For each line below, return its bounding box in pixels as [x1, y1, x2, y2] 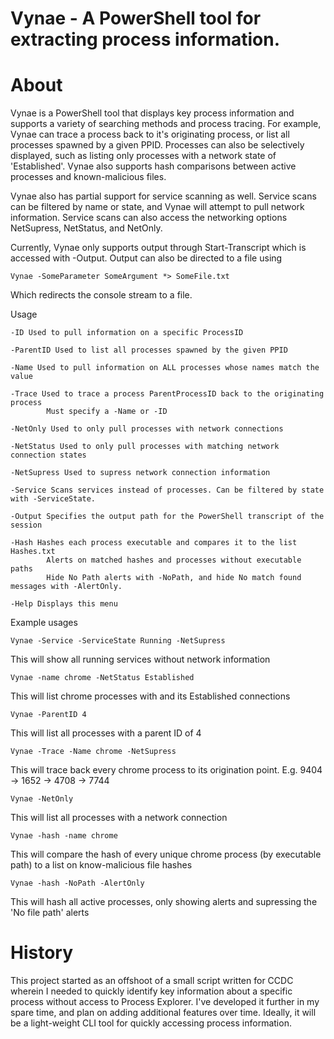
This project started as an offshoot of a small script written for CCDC [10, 975, 294, 987]
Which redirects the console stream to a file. [10, 289, 193, 301]
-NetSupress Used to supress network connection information [10, 468, 271, 478]
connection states [10, 450, 87, 461]
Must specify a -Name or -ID [46, 407, 168, 417]
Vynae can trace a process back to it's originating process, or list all [10, 128, 290, 141]
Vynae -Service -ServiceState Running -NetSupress [10, 636, 226, 646]
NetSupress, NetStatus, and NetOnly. [10, 222, 163, 234]
